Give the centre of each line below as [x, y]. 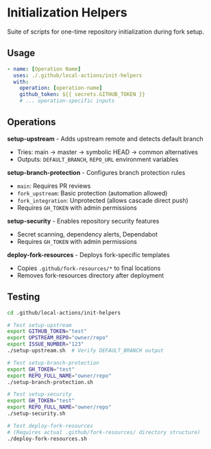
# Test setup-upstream [39, 325]
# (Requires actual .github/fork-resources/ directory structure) [104, 432]
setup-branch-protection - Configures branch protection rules [96, 172]
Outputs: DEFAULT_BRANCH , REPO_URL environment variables [98, 159]
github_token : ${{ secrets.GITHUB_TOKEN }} [83, 95]
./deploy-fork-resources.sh [47, 439]
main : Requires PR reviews [54, 186]
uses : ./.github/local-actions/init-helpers [78, 75]
